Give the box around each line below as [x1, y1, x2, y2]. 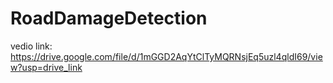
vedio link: [10, 40, 53, 52]
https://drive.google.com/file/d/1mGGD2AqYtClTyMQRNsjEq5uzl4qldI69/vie [10, 50, 323, 62]
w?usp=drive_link [10, 61, 83, 73]
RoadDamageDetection [10, 7, 208, 30]
